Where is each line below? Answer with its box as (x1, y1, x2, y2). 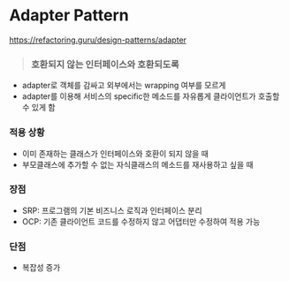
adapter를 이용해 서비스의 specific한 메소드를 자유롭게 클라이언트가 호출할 (21, 91, 280, 102)
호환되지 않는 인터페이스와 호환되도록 (30, 58, 179, 71)
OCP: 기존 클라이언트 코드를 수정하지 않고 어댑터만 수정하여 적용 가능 (21, 216, 261, 226)
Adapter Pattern (9, 5, 130, 26)
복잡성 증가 (21, 262, 61, 273)
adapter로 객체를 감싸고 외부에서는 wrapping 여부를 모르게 (21, 80, 226, 91)
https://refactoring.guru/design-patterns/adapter (9, 34, 187, 45)
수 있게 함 (21, 103, 56, 113)
